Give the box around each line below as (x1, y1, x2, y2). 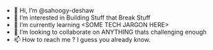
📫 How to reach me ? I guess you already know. (13, 36, 151, 43)
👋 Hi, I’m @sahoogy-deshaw (13, 7, 94, 14)
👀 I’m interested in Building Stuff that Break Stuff (13, 14, 151, 22)
